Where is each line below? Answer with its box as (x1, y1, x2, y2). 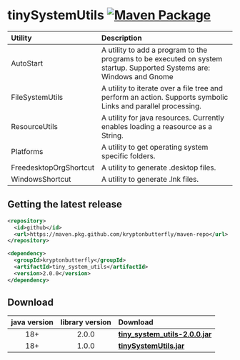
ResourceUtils (11, 121, 59, 131)
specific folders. (101, 150, 156, 160)
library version (60, 317, 112, 327)
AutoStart (11, 58, 44, 68)
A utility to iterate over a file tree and (101, 83, 224, 93)
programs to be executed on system (101, 53, 223, 63)
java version (11, 317, 54, 327)
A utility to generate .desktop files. (101, 163, 216, 173)
